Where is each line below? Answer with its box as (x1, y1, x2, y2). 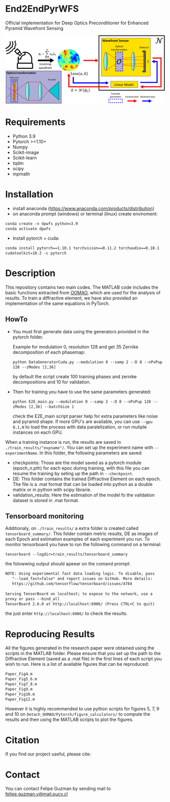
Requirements (5, 117, 66, 128)
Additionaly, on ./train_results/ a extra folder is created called (5, 525, 139, 531)
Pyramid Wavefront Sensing (5, 25, 64, 31)
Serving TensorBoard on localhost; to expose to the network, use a (5, 591, 153, 597)
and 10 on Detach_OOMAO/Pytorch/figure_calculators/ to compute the (5, 711, 150, 717)
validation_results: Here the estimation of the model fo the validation (12, 492, 155, 498)
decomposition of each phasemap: (12, 349, 86, 355)
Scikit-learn (12, 155, 37, 161)
